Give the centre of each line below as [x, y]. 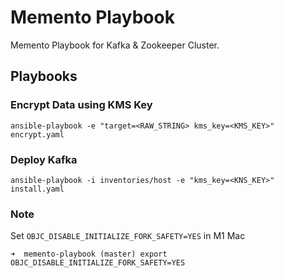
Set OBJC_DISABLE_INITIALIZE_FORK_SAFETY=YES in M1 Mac [128, 236]
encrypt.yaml [37, 134]
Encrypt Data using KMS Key [81, 105]
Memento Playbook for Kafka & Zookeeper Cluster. [115, 45]
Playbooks [44, 76]
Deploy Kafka [44, 159]
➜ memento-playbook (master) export [89, 254]
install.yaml [37, 189]
